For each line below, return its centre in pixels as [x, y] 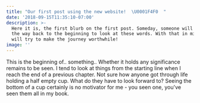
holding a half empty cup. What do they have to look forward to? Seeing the [99, 80]
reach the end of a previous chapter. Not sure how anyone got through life [97, 74]
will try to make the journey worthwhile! [65, 39]
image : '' [18, 45]
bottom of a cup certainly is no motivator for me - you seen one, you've [94, 87]
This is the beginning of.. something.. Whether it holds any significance [93, 62]
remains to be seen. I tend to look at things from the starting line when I [94, 68]
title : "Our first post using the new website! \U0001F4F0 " [86, 12]
